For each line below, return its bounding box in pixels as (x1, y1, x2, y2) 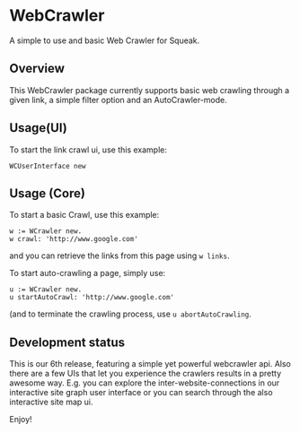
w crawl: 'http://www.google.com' (9, 235, 139, 244)
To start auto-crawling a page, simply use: (9, 268, 166, 279)
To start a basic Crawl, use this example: (9, 210, 160, 221)
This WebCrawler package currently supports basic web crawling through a (9, 84, 290, 95)
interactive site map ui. (9, 396, 93, 408)
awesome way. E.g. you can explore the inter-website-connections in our (9, 377, 280, 388)
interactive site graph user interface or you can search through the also (9, 387, 273, 398)
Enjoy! (9, 414, 33, 425)
